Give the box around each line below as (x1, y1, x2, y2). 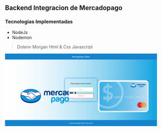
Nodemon (12, 34, 32, 40)
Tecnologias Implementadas (5, 18, 73, 25)
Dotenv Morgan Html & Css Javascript (16, 44, 93, 50)
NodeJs (12, 29, 28, 35)
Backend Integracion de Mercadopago (5, 4, 123, 12)
